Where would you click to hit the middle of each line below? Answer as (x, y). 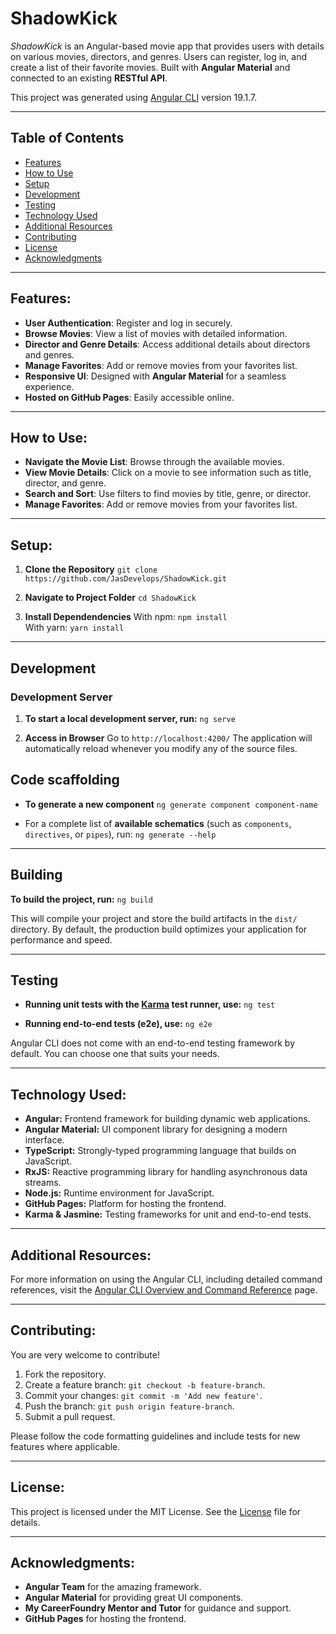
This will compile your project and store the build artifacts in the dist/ (154, 918)
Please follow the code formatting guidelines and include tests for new (155, 1436)
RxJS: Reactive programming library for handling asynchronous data (166, 1172)
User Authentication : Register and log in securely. (128, 323)
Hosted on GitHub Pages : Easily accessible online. (129, 397)
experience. (49, 386)
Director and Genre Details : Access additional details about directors (167, 344)
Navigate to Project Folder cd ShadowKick (110, 598)
